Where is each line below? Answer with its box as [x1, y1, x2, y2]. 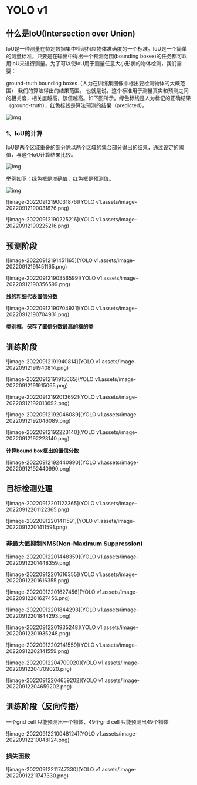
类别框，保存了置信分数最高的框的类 [6, 323, 94, 330]
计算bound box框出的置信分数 [6, 447, 79, 454]
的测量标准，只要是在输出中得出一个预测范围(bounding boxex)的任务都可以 [6, 52, 188, 59]
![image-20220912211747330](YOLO [6, 766, 94, 773]
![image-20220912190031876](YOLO [6, 198, 95, 206]
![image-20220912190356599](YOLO [6, 274, 96, 281]
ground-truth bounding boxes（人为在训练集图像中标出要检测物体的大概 [6, 80, 181, 87]
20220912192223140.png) [6, 435, 70, 442]
